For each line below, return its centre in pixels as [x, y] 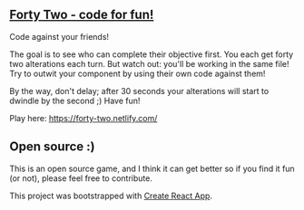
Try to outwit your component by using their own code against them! [137, 73]
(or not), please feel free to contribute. [81, 178]
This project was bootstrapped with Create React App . [111, 196]
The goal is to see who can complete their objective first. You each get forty [152, 54]
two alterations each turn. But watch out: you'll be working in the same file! [149, 63]
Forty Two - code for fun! [82, 15]
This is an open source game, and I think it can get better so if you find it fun [152, 168]
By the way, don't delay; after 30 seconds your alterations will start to [139, 91]
